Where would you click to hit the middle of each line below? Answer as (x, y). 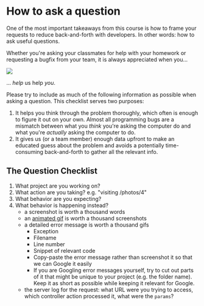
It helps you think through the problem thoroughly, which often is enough (107, 113)
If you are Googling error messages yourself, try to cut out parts (113, 270)
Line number (49, 244)
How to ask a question (63, 11)
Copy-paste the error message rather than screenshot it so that (113, 257)
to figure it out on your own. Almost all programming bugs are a (95, 119)
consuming (29, 151)
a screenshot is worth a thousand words (75, 211)
